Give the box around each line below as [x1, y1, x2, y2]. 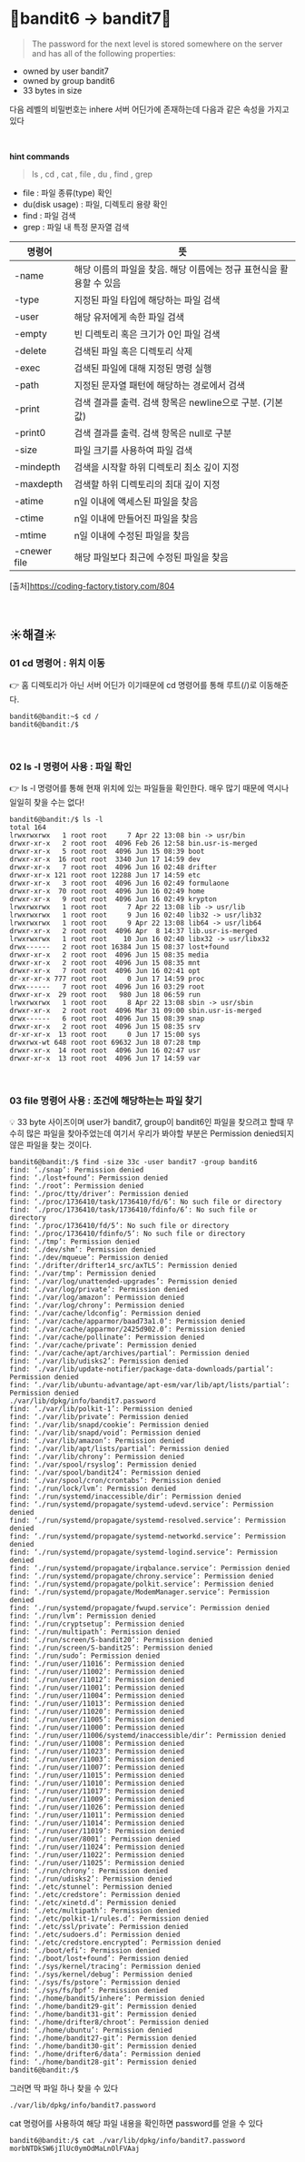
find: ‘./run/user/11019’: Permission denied [9, 1827, 184, 1836]
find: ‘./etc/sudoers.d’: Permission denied [9, 1930, 181, 1940]
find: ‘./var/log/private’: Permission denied [9, 1285, 189, 1294]
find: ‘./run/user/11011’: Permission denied [9, 1811, 184, 1820]
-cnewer [14, 544, 53, 557]
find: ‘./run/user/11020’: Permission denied [9, 1707, 184, 1717]
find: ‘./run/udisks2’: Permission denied [9, 1874, 172, 1883]
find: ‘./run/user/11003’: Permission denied [9, 1755, 184, 1764]
